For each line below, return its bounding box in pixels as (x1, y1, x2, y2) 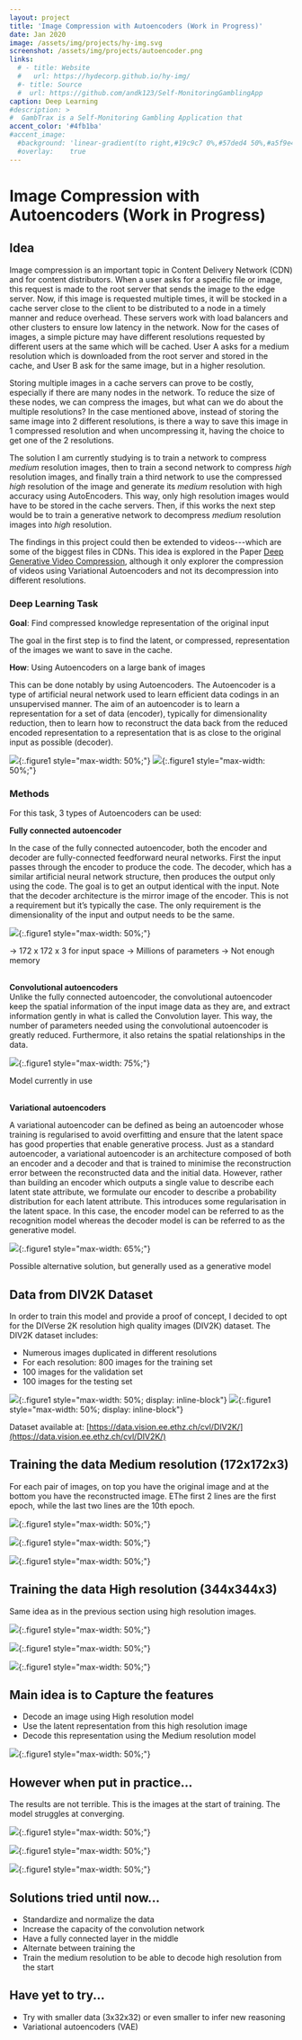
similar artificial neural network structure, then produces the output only (9, 872, 276, 882)
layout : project (9, 13, 70, 22)
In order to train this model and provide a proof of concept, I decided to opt (9, 1311, 288, 1322)
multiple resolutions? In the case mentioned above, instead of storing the (9, 406, 280, 416)
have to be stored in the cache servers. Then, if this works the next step (9, 500, 276, 511)
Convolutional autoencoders (9, 982, 119, 993)
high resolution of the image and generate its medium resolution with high (9, 480, 283, 491)
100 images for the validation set (22, 1366, 144, 1377)
